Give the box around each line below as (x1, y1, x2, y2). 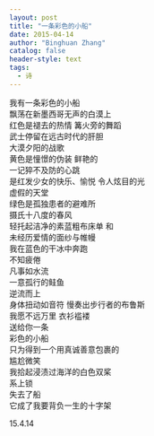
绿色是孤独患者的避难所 (9, 198, 96, 209)
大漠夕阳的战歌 (9, 142, 64, 153)
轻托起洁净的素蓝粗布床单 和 (9, 221, 114, 231)
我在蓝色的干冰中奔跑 (9, 243, 88, 254)
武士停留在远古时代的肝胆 (9, 131, 104, 142)
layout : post (9, 13, 58, 22)
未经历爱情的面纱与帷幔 (9, 231, 96, 242)
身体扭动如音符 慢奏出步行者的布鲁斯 (9, 299, 145, 310)
